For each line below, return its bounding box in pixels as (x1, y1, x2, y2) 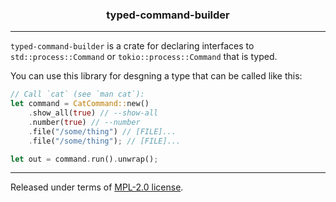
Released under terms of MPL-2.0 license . (10, 181, 184, 193)
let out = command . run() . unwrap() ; (10, 154, 159, 164)
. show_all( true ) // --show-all (28, 108, 159, 118)
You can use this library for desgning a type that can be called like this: (10, 70, 303, 82)
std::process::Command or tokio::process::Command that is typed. (10, 51, 278, 63)
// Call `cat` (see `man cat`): (10, 89, 145, 100)
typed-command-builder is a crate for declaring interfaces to (10, 40, 255, 52)
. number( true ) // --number (28, 117, 141, 127)
